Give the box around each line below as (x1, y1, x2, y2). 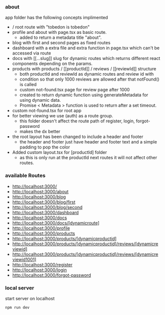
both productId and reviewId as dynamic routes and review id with (19, 71, 154, 77)
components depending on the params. (12, 60, 93, 67)
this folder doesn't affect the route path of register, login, (19, 118, 135, 124)
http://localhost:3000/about (12, 188, 69, 195)
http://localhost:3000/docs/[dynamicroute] (12, 220, 99, 226)
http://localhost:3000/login (12, 267, 67, 273)
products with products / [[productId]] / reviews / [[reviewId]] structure (12, 66, 157, 72)
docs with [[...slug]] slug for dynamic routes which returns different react (12, 56, 161, 61)
